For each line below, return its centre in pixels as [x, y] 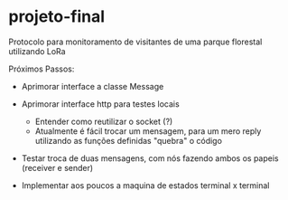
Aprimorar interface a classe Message [93, 86]
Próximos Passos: [42, 69]
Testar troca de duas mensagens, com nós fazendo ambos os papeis [150, 158]
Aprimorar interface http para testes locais [100, 104]
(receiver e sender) [57, 167]
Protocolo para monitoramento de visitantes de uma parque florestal [135, 42]
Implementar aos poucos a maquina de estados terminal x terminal [145, 185]
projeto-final [57, 17]
